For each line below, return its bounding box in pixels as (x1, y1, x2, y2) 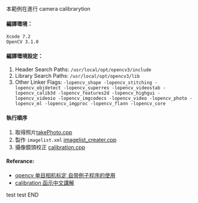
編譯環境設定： (6, 52, 43, 59)
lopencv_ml (14, 101, 43, 107)
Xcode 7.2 (6, 34, 31, 40)
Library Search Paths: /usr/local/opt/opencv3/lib (14, 72, 140, 80)
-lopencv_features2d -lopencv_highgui (58, 90, 155, 96)
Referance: (6, 157, 35, 165)
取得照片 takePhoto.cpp (14, 128, 73, 136)
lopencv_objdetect (14, 85, 61, 91)
